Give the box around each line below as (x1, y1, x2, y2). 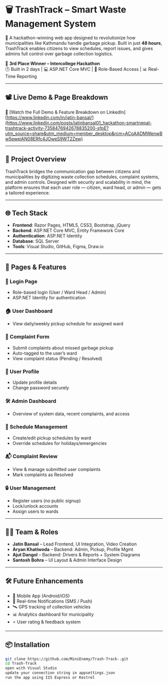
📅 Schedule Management (5, 423, 67, 430)
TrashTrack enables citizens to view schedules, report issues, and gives (5, 45, 153, 51)
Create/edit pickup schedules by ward (12, 435, 91, 441)
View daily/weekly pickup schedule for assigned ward (12, 321, 123, 327)
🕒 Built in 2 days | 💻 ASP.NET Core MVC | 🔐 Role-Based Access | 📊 (5, 66, 147, 72)
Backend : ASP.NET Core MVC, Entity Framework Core (12, 227, 124, 234)
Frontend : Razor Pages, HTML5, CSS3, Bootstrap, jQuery (12, 222, 131, 229)
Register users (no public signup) (12, 498, 81, 504)
